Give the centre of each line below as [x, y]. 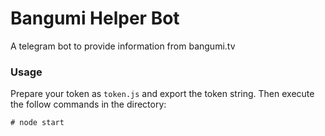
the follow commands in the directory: [88, 104]
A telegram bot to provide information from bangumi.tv [123, 46]
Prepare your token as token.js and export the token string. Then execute [162, 94]
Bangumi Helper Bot [95, 18]
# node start [37, 123]
